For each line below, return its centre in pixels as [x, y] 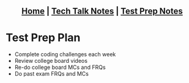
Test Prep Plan [43, 38]
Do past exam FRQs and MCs [52, 74]
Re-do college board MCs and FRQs [60, 67]
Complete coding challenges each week [65, 54]
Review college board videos [51, 61]
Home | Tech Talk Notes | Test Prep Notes [102, 11]
